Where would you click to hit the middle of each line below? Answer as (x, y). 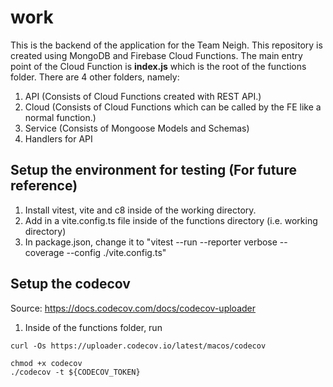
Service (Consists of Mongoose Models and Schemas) (137, 128)
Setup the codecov (70, 284)
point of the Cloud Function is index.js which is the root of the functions (158, 66)
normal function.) (60, 117)
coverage (44, 252)
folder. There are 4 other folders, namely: (95, 77)
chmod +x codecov (46, 363)
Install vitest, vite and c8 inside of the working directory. (140, 210)
